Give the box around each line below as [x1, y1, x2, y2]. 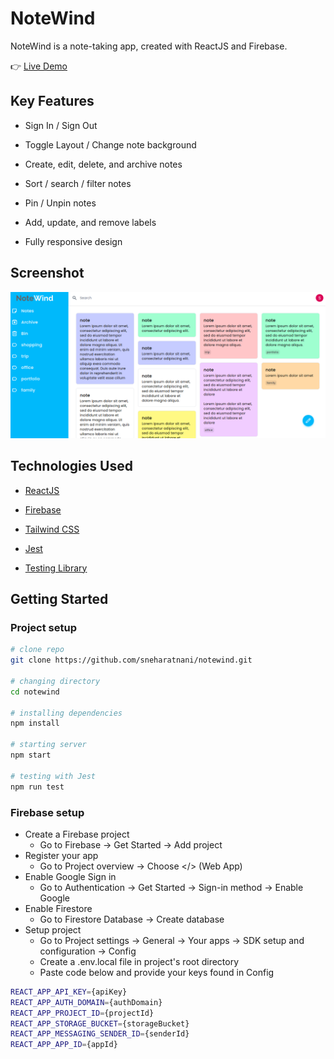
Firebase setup [10, 805, 85, 819]
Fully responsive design [24, 235, 123, 247]
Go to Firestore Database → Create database [39, 913, 225, 925]
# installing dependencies [10, 708, 123, 718]
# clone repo [10, 645, 65, 655]
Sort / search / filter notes [24, 177, 132, 189]
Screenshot [10, 265, 85, 282]
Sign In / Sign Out [24, 119, 98, 131]
